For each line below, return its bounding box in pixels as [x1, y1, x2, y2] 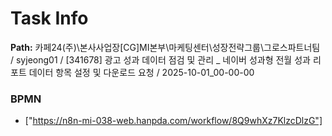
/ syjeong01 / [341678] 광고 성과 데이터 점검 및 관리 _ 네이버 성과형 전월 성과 [10, 53, 311, 66]
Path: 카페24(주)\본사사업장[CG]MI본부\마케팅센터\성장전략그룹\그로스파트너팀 [10, 41, 321, 53]
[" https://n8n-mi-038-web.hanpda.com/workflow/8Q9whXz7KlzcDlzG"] [24, 115, 323, 127]
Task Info [10, 7, 89, 30]
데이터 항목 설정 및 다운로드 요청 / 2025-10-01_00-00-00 [28, 66, 255, 78]
